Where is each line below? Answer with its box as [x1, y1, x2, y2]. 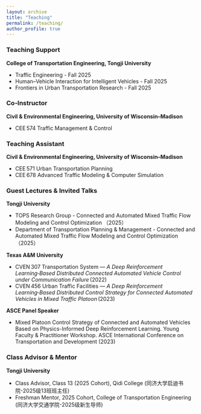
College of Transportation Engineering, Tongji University [6, 59, 152, 66]
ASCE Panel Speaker [6, 307, 59, 314]
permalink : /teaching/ [6, 20, 63, 26]
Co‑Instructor [6, 99, 48, 108]
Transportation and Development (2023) [14, 338, 116, 345]
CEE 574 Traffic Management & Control [14, 125, 113, 132]
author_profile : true [6, 25, 61, 32]
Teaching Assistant [6, 140, 65, 148]
